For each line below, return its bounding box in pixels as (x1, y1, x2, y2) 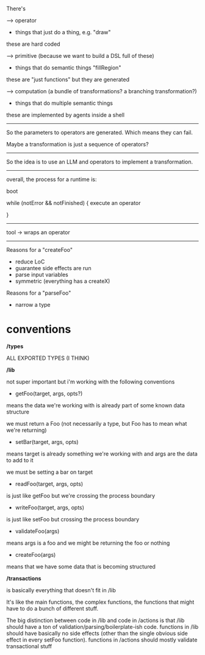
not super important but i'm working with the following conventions (6, 378, 175, 385)
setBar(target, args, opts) (15, 438, 79, 446)
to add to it (6, 457, 34, 464)
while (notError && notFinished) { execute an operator (6, 199, 141, 207)
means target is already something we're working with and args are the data (6, 450, 198, 457)
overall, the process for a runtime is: (6, 176, 97, 183)
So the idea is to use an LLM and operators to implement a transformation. (6, 158, 193, 166)
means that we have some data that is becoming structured (6, 563, 156, 570)
